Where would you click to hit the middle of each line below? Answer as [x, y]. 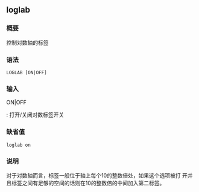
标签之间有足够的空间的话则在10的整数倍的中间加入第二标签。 [88, 183]
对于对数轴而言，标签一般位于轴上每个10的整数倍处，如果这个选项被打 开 [97, 175]
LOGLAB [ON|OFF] [27, 72]
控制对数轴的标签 [27, 42]
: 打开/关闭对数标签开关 [35, 115]
